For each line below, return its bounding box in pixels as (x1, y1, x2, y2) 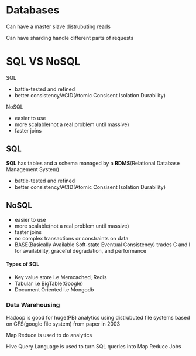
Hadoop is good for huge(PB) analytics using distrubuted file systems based (6, 314, 190, 321)
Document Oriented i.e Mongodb (14, 286, 94, 293)
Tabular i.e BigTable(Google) (14, 280, 84, 287)
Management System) (6, 165, 60, 173)
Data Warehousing (6, 300, 60, 308)
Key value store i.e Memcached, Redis (14, 273, 107, 280)
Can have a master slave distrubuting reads (6, 23, 111, 30)
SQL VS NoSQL (6, 55, 81, 68)
